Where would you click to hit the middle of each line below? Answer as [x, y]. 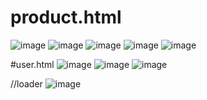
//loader [26, 83]
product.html [66, 17]
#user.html [32, 64]
